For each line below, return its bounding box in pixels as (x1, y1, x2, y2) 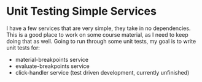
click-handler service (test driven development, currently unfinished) (15, 69, 190, 76)
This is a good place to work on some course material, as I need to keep (6, 31, 188, 38)
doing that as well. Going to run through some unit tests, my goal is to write (6, 37, 196, 45)
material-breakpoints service (15, 56, 89, 63)
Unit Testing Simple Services (6, 4, 157, 18)
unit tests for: (6, 44, 40, 51)
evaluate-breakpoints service (15, 62, 90, 70)
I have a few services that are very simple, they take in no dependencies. (6, 24, 191, 32)
